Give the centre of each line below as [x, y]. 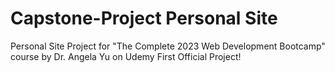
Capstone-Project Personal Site [144, 18]
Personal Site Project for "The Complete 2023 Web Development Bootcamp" [168, 46]
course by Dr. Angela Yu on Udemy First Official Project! [126, 56]
